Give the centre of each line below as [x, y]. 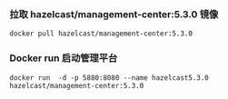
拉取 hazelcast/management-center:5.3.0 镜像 [114, 14]
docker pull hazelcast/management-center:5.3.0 [101, 34]
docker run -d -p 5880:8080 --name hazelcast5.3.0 [109, 78]
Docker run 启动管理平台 [64, 58]
